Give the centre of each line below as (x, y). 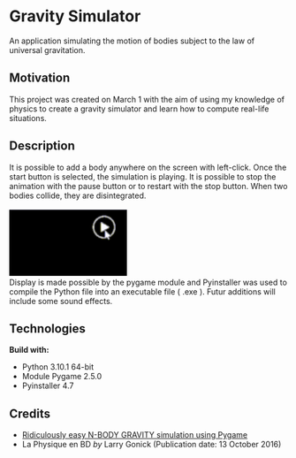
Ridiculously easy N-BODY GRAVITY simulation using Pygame (135, 435)
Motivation (40, 78)
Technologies (48, 328)
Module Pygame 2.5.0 (62, 377)
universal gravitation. (47, 50)
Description (42, 146)
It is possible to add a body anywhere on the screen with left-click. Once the (148, 167)
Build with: (29, 350)
